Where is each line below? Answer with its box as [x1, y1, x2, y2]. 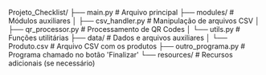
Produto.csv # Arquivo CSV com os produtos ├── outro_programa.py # [8, 41, 246, 51]
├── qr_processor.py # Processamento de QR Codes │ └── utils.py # [8, 25, 241, 34]
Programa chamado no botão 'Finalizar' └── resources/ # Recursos [8, 50, 233, 59]
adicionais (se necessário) [8, 58, 96, 68]
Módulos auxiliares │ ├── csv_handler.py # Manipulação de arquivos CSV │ [8, 16, 260, 26]
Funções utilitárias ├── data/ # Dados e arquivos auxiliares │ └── [8, 33, 227, 42]
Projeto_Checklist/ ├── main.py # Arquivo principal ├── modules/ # [8, 8, 235, 17]
